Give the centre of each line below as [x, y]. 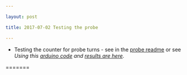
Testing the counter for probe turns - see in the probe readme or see [97, 49]
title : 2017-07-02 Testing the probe [52, 27]
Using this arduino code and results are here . [69, 56]
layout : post [22, 17]
